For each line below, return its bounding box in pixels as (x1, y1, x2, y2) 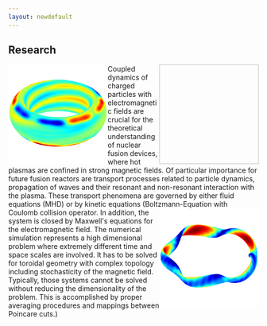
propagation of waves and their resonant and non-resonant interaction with (8, 183, 255, 192)
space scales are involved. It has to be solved (8, 250, 157, 260)
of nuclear (107, 140, 141, 150)
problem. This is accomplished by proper (8, 293, 143, 302)
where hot (107, 157, 141, 167)
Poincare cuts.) (8, 309, 58, 319)
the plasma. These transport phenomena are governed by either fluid (8, 191, 234, 200)
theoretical (107, 123, 143, 133)
